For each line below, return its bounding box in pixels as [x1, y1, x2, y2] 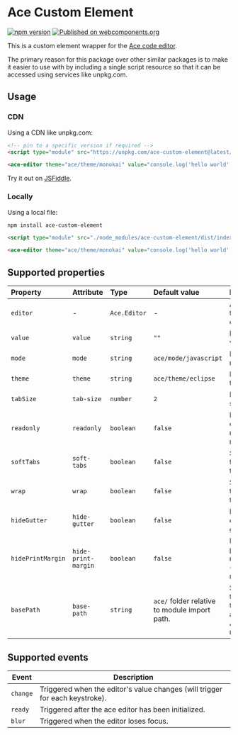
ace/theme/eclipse [153, 375, 216, 383]
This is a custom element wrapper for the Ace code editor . [7, 41, 177, 50]
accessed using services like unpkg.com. [7, 70, 128, 79]
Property [11, 288, 42, 298]
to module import [153, 605, 210, 615]
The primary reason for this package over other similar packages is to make [7, 55, 229, 64]
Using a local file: [7, 208, 58, 216]
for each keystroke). [40, 692, 107, 702]
